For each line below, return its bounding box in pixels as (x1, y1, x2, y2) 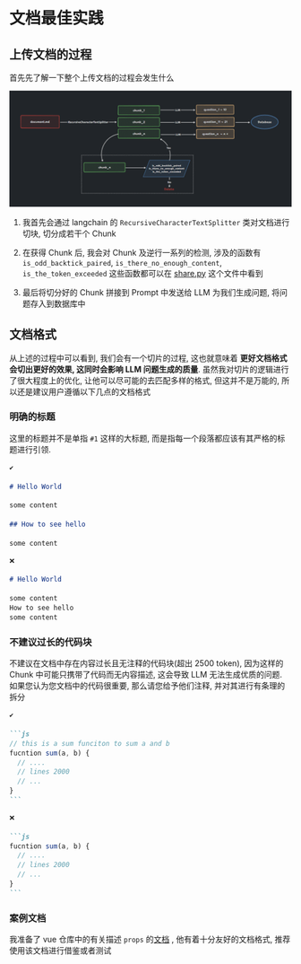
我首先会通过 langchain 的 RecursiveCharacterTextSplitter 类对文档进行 (21, 216, 290, 227)
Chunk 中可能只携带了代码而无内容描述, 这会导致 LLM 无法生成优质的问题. (9, 670, 283, 680)
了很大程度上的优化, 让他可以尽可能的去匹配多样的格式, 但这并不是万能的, (9, 374, 279, 386)
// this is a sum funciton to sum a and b (9, 739, 170, 748)
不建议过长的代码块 (9, 635, 92, 648)
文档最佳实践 (9, 8, 105, 29)
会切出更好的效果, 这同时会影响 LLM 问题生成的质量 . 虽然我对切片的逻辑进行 (9, 364, 289, 374)
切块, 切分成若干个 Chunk (21, 228, 116, 239)
